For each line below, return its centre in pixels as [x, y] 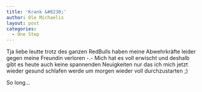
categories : [21, 29]
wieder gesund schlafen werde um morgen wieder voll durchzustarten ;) [97, 71]
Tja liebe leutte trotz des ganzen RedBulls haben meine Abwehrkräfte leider [101, 51]
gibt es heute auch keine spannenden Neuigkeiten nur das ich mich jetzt [97, 65]
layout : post [23, 23]
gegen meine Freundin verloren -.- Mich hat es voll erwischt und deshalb [98, 58]
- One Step [26, 34]
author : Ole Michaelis [35, 18]
